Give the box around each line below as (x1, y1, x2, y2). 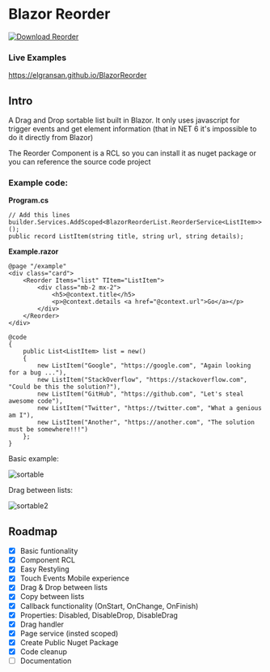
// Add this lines (8, 212, 70, 220)
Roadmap (8, 524, 58, 538)
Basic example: (8, 454, 59, 464)
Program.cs (8, 195, 49, 205)
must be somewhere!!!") (8, 426, 89, 434)
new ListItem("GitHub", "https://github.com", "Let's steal (37, 390, 244, 398)
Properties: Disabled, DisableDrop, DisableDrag (19, 610, 178, 620)
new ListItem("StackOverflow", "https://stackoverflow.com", (37, 376, 248, 384)
